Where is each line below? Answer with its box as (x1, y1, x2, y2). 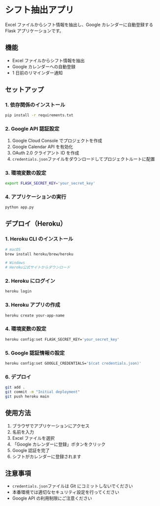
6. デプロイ (5, 373, 31, 380)
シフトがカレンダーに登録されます (12, 453, 81, 459)
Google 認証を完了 (12, 447, 50, 453)
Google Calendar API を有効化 (12, 143, 73, 150)
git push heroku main (5, 394, 50, 399)
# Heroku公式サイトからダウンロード (5, 265, 70, 270)
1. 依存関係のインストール (5, 102, 65, 108)
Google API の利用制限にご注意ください (12, 495, 92, 501)
